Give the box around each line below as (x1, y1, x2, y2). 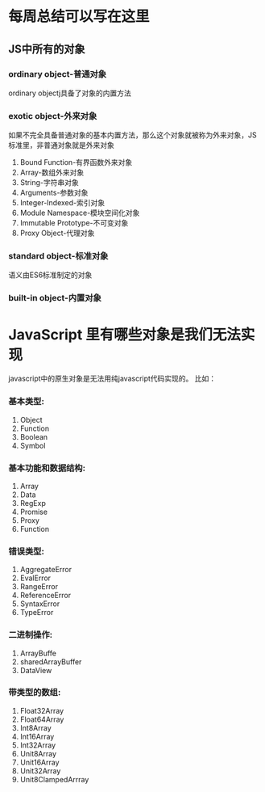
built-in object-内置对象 (8, 293, 102, 304)
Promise (19, 507, 48, 516)
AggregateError (19, 565, 72, 575)
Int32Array (19, 740, 56, 750)
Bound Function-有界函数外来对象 (19, 158, 133, 167)
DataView (19, 665, 52, 675)
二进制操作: (8, 630, 53, 641)
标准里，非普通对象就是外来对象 (8, 141, 114, 150)
